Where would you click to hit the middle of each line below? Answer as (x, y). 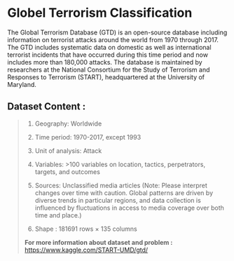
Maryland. (22, 84)
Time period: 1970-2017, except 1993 (88, 137)
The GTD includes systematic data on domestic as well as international (109, 47)
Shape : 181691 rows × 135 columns (86, 229)
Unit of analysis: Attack (68, 150)
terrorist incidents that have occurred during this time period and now (108, 55)
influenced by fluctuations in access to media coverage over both (129, 208)
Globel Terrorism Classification (100, 13)
